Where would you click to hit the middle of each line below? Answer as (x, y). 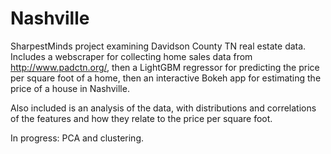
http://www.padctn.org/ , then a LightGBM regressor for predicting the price (165, 67)
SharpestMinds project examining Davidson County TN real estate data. (158, 46)
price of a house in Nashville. (70, 88)
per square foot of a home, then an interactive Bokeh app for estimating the (166, 78)
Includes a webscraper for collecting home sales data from (131, 56)
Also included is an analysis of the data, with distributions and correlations (163, 108)
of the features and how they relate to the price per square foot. (141, 118)
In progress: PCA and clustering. (77, 138)
